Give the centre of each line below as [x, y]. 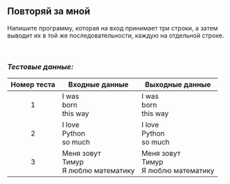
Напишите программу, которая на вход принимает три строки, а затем [113, 28]
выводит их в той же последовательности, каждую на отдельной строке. [116, 35]
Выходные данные [178, 84]
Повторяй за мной [49, 11]
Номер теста [33, 84]
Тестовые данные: [41, 66]
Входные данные [98, 84]
